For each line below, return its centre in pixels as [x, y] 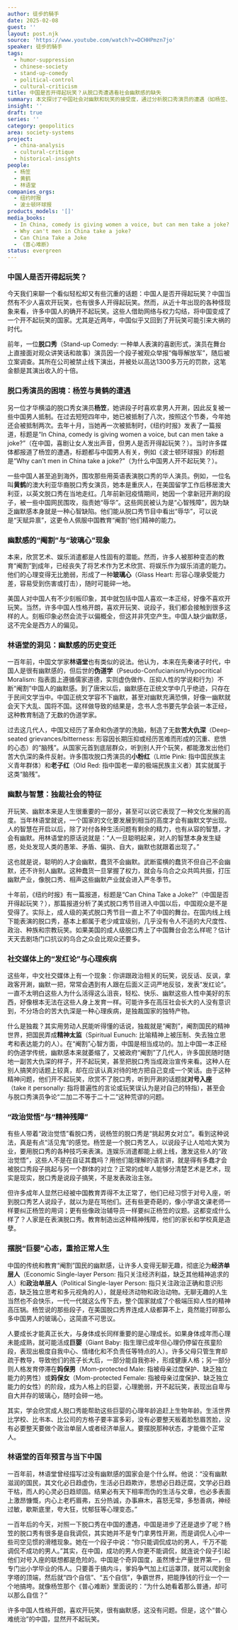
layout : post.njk [33, 34]
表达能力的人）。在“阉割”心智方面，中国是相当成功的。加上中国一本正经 [123, 1043]
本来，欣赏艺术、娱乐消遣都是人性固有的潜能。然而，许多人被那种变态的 [113, 557]
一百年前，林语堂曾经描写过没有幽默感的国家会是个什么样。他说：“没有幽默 [118, 1474]
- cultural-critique [44, 152]
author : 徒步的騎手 [33, 14]
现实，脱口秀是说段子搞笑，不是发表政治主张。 [88, 1178]
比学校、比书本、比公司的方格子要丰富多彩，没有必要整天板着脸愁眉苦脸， [116, 1419]
